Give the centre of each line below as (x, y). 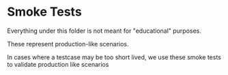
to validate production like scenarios (58, 64)
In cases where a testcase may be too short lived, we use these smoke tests (114, 57)
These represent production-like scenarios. (68, 44)
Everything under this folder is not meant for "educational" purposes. (104, 31)
